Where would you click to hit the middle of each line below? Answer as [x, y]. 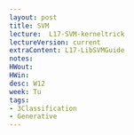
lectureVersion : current [55, 42]
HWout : [21, 67]
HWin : [19, 75]
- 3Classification [43, 108]
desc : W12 [28, 83]
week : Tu [25, 91]
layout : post [33, 17]
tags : [19, 100]
